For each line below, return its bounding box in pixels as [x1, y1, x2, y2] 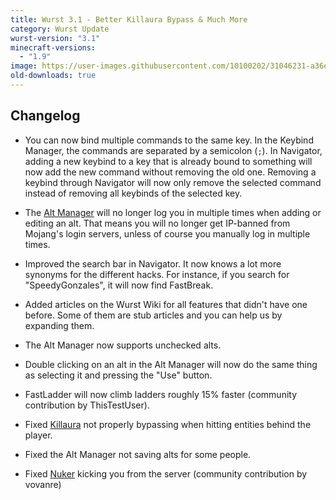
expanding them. [24, 319, 95, 331]
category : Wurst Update [10, 24, 110, 34]
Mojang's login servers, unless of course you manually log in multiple [24, 227, 311, 240]
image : [10, 61, 38, 71]
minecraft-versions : [10, 42, 97, 53]
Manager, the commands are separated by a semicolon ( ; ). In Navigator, [24, 144, 323, 156]
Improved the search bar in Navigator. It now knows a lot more [24, 257, 282, 270]
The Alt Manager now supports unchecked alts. [24, 339, 222, 351]
